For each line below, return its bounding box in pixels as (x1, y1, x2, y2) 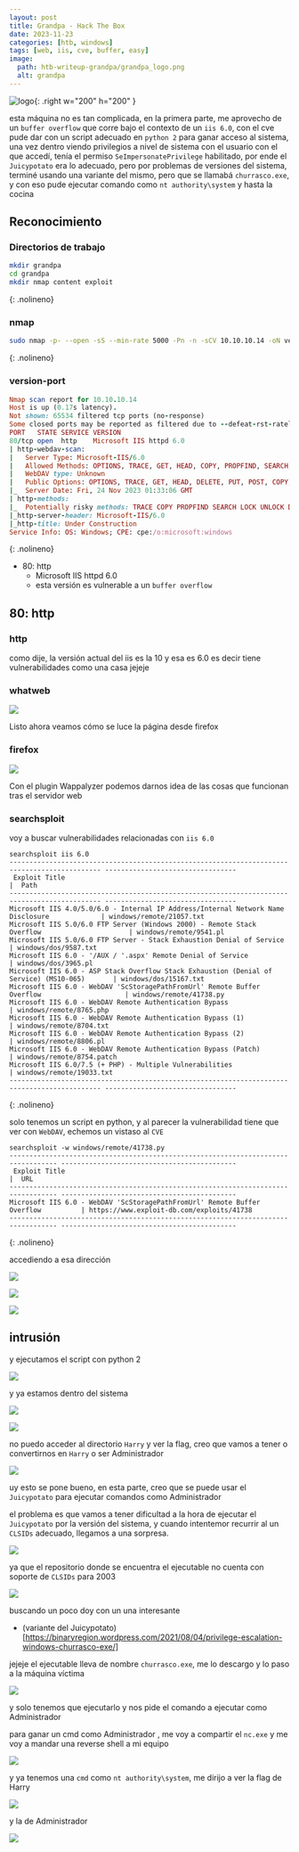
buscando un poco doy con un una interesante (9, 1605, 181, 1616)
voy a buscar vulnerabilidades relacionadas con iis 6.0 (9, 832, 214, 843)
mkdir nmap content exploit (9, 278, 114, 287)
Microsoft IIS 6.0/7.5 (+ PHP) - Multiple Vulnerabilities (9, 1060, 233, 1069)
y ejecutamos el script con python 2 (9, 1354, 141, 1364)
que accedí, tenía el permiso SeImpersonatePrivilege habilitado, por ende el (9, 151, 287, 161)
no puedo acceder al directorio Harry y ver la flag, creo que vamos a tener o (9, 1438, 288, 1449)
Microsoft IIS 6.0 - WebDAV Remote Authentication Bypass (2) (9, 1028, 245, 1038)
